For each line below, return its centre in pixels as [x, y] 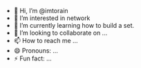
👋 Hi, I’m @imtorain [41, 11]
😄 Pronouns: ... [36, 51]
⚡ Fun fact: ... [32, 58]
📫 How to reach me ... [46, 41]
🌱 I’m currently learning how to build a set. [74, 25]
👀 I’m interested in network [52, 18]
